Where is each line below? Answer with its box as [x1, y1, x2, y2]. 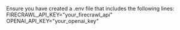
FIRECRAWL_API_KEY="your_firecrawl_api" [6, 11, 113, 18]
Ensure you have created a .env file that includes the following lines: [6, 5, 175, 12]
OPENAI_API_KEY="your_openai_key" [6, 18, 99, 24]
